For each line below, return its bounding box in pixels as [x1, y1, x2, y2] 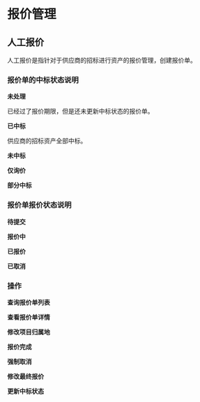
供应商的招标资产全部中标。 [7, 137, 87, 145]
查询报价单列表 [7, 297, 50, 307]
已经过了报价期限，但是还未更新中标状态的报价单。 [7, 107, 154, 116]
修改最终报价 [7, 372, 44, 380]
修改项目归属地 [7, 327, 50, 336]
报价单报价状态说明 [7, 200, 72, 210]
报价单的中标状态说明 [7, 75, 79, 84]
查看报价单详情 [7, 313, 50, 321]
